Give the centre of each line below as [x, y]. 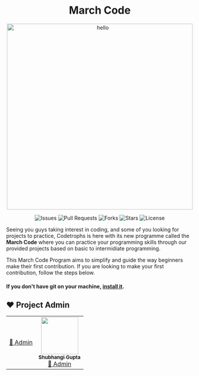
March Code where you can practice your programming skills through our [97, 242]
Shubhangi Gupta [60, 357]
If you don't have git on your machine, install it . [65, 286]
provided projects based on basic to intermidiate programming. [83, 248]
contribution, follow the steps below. [50, 272]
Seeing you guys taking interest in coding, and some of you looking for [93, 229]
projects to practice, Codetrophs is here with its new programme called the [98, 236]
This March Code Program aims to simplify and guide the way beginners [94, 260]
